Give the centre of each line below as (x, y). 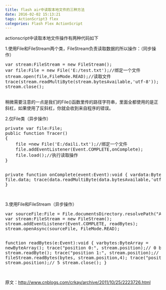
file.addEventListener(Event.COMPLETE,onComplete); (79, 149)
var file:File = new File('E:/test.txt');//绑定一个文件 (73, 70)
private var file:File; (34, 128)
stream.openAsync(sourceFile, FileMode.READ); (62, 229)
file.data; (18, 180)
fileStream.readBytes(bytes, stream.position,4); (66, 258)
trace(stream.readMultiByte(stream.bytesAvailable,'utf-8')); (82, 82)
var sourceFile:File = (33, 214)
